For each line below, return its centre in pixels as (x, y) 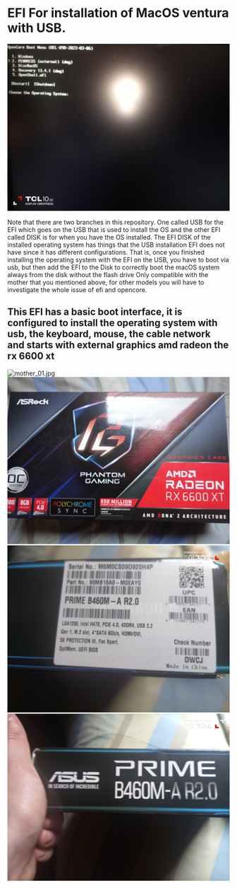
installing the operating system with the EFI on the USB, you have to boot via (118, 259)
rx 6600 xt (31, 356)
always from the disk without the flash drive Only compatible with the (108, 274)
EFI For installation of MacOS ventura (118, 13)
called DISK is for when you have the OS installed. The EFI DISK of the (109, 237)
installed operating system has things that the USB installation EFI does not (116, 245)
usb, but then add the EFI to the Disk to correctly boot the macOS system (114, 267)
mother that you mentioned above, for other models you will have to (106, 282)
